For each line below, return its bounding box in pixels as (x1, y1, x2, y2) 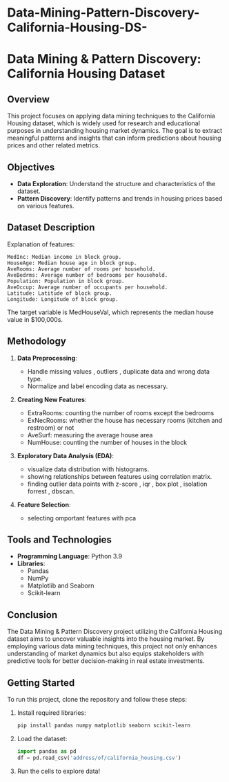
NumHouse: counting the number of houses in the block (27, 438, 188, 446)
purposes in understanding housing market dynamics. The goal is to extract (7, 127, 223, 135)
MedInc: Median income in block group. (7, 253, 122, 260)
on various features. (17, 202, 74, 210)
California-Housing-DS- (7, 19, 148, 35)
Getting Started (7, 677, 75, 689)
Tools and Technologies (7, 534, 112, 546)
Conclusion (7, 609, 58, 621)
